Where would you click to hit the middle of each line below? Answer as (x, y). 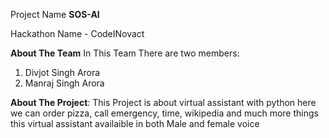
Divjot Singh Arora (62, 72)
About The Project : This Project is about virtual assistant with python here (163, 102)
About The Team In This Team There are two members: (125, 53)
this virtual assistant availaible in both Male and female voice (135, 123)
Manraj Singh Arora (64, 83)
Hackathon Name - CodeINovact (77, 33)
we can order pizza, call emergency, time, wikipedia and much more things (164, 113)
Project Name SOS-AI (55, 14)
